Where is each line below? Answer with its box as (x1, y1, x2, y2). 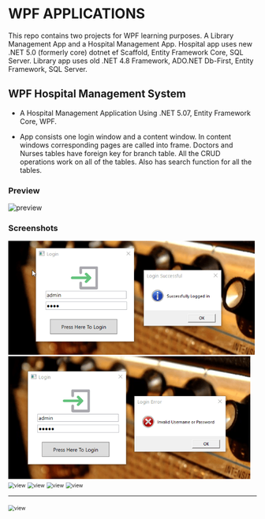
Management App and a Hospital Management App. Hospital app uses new (8, 39, 252, 48)
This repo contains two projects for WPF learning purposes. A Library (8, 31, 234, 40)
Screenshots (8, 222, 58, 233)
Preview (8, 185, 40, 196)
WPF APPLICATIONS (8, 5, 146, 23)
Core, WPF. (19, 116, 58, 126)
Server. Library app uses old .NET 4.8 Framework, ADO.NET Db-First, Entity (8, 56, 254, 65)
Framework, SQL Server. (8, 64, 88, 73)
